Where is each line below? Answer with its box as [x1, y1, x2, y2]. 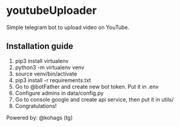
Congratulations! [15, 102, 57, 109]
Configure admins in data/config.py [15, 89, 104, 97]
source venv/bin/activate [15, 70, 78, 77]
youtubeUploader [6, 4, 97, 18]
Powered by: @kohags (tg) [6, 114, 73, 121]
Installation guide [6, 41, 74, 51]
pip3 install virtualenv [15, 57, 69, 64]
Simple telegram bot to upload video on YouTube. [6, 24, 130, 31]
